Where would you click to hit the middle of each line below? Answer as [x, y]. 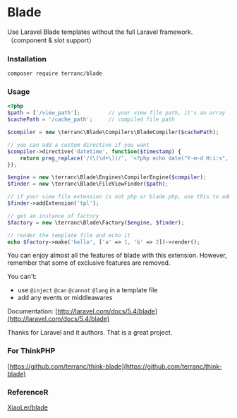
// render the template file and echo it [69, 235]
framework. [176, 32]
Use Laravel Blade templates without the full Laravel [83, 32]
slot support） [74, 40]
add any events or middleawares [65, 298]
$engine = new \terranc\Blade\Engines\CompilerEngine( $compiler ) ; [107, 177]
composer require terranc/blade [55, 74]
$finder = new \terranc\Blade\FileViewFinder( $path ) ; [88, 184]
